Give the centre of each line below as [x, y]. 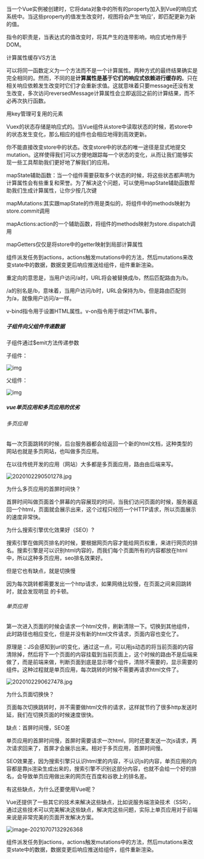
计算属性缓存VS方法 [31, 57]
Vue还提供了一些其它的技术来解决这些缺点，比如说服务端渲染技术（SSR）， [100, 802]
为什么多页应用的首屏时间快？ [43, 488]
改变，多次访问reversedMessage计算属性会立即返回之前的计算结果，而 [100, 93]
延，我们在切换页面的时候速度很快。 [52, 714]
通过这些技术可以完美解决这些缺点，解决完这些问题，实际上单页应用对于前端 [102, 809]
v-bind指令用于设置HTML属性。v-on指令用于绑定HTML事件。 [83, 311]
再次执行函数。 [30, 101]
